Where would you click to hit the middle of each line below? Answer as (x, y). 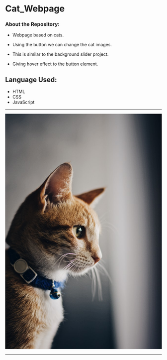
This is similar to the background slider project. (60, 54)
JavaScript (23, 102)
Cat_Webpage (35, 9)
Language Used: (31, 79)
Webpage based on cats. (38, 35)
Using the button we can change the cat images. (62, 45)
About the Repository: (32, 24)
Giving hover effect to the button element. (55, 64)
